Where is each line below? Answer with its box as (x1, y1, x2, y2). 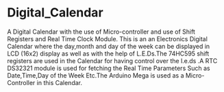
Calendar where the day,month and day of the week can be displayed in (7, 42, 210, 50)
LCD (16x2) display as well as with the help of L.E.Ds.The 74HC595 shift (7, 49, 210, 58)
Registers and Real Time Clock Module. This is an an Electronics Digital (7, 34, 208, 43)
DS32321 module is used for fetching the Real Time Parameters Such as (7, 64, 210, 72)
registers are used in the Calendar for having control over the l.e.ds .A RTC (7, 56, 218, 65)
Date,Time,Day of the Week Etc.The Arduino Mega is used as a (7, 71, 184, 80)
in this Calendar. (36, 78, 83, 87)
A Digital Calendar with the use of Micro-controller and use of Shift (7, 27, 195, 36)
